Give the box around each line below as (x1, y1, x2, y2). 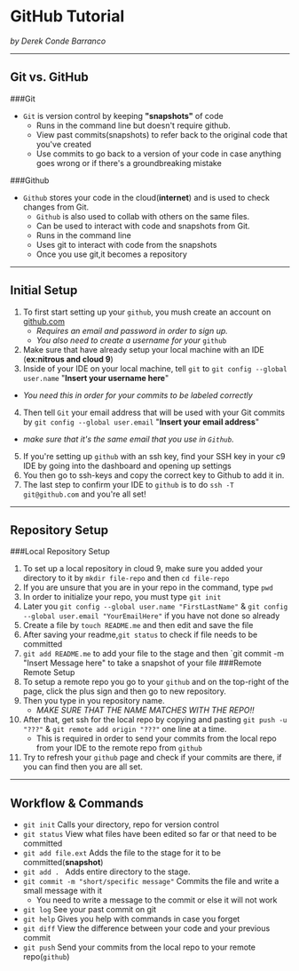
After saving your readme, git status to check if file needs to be (22, 629, 258, 641)
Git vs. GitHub (10, 69, 90, 85)
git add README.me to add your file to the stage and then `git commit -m (22, 649, 285, 659)
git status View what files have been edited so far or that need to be (22, 829, 278, 840)
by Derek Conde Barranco (10, 36, 106, 46)
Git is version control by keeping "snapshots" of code (22, 110, 224, 121)
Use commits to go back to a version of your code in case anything (35, 148, 282, 159)
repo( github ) (22, 951, 70, 962)
